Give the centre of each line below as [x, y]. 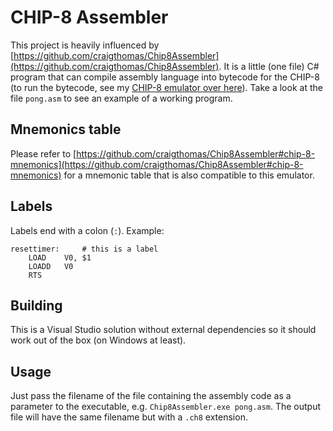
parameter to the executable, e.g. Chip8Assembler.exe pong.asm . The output [166, 407]
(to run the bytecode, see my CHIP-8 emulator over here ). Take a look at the [166, 87]
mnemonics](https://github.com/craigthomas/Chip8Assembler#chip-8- [157, 164]
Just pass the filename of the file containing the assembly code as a [151, 396]
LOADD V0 [51, 266]
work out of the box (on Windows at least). [98, 340]
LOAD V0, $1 [60, 257]
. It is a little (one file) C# [269, 66]
